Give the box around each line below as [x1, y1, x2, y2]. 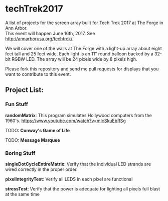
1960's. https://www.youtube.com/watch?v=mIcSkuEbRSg [5, 118, 126, 124]
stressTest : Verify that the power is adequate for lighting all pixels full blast [5, 185, 160, 191]
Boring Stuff [5, 149, 36, 156]
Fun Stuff [5, 101, 29, 108]
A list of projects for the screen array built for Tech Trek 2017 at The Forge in [5, 20, 163, 26]
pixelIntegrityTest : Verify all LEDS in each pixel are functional [5, 176, 133, 182]
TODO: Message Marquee [5, 137, 60, 143]
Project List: [5, 86, 44, 94]
